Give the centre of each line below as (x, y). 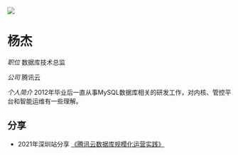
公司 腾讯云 (24, 77)
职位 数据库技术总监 (36, 62)
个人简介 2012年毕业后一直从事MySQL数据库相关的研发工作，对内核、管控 (116, 92)
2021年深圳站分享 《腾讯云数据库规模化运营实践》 (91, 144)
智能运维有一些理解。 (51, 101)
